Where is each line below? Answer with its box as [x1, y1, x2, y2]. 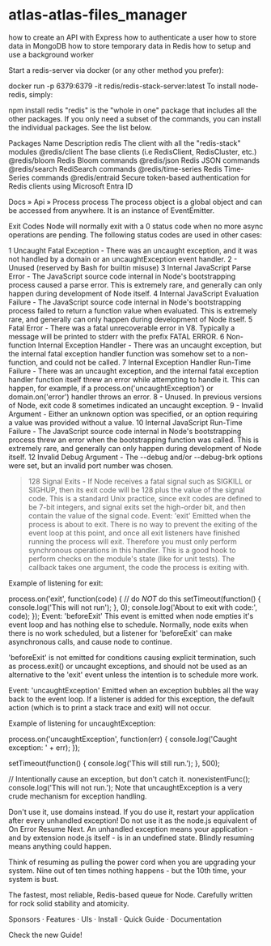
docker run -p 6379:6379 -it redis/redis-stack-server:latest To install [8, 81, 237, 91]
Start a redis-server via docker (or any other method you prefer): [8, 65, 224, 75]
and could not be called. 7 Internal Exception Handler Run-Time [40, 357, 252, 367]
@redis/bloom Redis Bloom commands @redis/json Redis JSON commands [8, 156, 260, 165]
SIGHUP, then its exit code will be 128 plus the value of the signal [28, 484, 245, 495]
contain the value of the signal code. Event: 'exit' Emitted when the [28, 510, 251, 520]
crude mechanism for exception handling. [8, 791, 147, 801]
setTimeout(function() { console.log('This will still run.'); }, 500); [8, 758, 221, 768]
